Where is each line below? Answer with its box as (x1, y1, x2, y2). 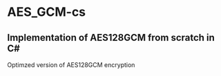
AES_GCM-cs (7, 4, 86, 20)
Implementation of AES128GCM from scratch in (7, 32, 215, 44)
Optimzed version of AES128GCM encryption (7, 61, 135, 69)
